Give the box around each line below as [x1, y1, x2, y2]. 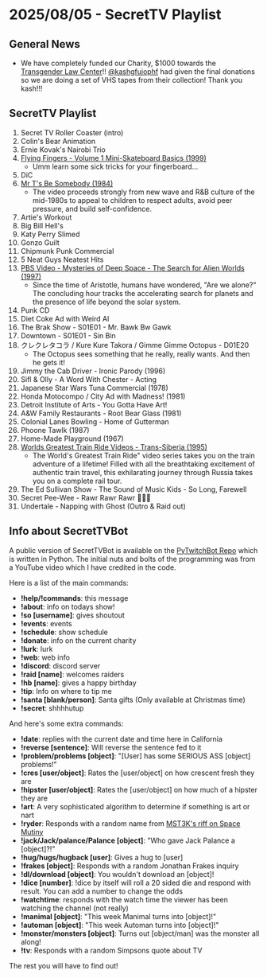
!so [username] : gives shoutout [20, 610, 126, 620]
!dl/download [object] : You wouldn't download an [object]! [20, 869, 215, 879]
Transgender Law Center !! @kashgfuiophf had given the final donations [20, 67, 255, 76]
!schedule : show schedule [20, 627, 108, 637]
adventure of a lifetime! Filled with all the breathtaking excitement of [32, 459, 255, 469]
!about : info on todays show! [20, 602, 115, 611]
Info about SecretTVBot [9, 524, 129, 538]
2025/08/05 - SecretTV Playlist [9, 6, 222, 24]
